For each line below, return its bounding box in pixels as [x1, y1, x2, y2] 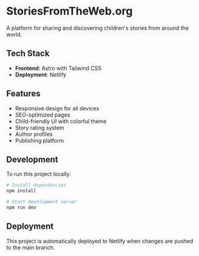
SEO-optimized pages [15, 111, 70, 118]
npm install [6, 188, 36, 194]
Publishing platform [15, 136, 64, 144]
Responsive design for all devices [15, 104, 99, 112]
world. [6, 30, 22, 38]
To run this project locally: [6, 170, 72, 178]
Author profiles [15, 130, 53, 138]
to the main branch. [6, 244, 55, 251]
